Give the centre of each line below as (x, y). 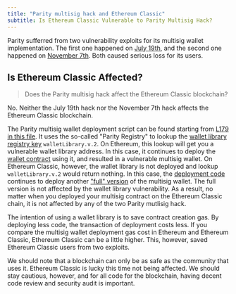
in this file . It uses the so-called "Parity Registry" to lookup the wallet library (117, 136)
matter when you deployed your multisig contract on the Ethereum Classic (115, 196)
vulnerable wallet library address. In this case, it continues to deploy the (112, 151)
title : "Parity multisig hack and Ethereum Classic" (86, 14)
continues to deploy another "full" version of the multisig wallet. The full (112, 181)
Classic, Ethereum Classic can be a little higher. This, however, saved (107, 240)
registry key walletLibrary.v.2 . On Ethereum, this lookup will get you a (111, 144)
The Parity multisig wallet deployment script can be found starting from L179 (118, 129)
